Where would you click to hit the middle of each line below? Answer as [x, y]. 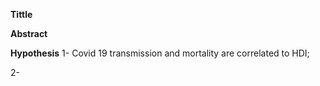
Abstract [29, 33]
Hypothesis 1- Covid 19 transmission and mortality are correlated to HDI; [160, 53]
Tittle [21, 14]
